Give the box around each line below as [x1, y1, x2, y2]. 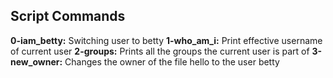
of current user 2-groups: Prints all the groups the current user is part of [10, 45, 310, 57]
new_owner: [10, 55, 63, 68]
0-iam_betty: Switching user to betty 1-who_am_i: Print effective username [10, 34, 323, 46]
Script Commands [10, 8, 126, 25]
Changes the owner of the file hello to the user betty [64, 55, 280, 68]
